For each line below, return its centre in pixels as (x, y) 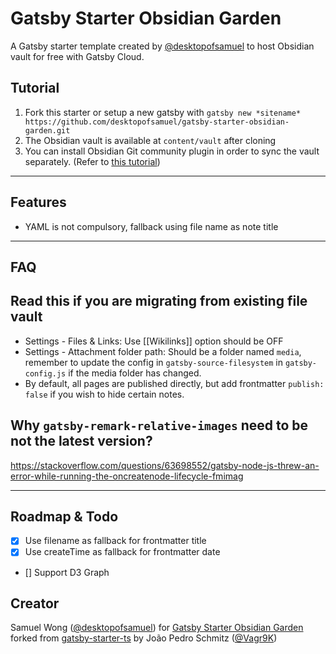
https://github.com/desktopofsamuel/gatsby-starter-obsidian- (157, 122)
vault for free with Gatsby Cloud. (77, 56)
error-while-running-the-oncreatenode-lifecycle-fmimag (127, 476)
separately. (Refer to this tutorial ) (92, 161)
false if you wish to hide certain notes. (104, 394)
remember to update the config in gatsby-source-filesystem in (153, 362)
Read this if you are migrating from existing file (159, 301)
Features (38, 202)
